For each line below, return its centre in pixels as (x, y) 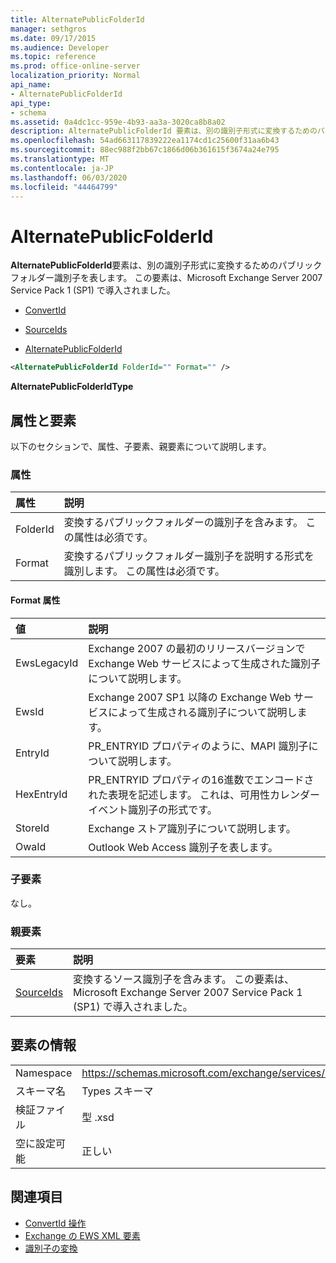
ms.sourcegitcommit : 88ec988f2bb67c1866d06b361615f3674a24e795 (145, 150)
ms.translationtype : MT (60, 159)
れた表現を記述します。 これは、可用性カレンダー (204, 794)
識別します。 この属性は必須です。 (144, 571)
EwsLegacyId (47, 663)
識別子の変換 (51, 1248)
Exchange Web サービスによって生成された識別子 (204, 663)
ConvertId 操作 (55, 1223)
